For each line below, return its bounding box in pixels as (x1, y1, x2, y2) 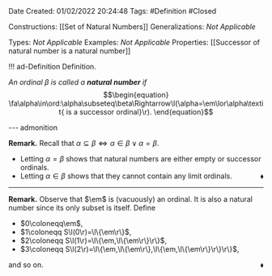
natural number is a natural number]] (8, 46, 131, 56)
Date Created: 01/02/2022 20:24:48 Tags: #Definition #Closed (8, 6, 217, 15)
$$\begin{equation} (103, 90, 169, 99)
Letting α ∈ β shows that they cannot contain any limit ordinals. (19, 171, 233, 181)
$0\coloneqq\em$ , (19, 219, 83, 228)
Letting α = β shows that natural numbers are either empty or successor (19, 154, 261, 163)
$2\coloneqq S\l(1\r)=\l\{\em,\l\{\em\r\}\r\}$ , (19, 236, 168, 245)
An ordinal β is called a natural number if (8, 77, 147, 86)
